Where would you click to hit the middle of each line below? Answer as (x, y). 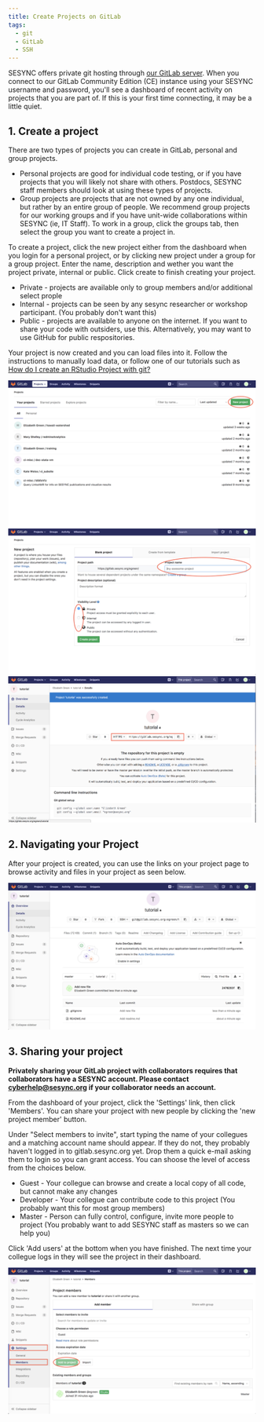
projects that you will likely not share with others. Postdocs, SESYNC (130, 181)
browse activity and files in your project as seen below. (97, 872)
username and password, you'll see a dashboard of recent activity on (121, 90)
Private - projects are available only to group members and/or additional (136, 287)
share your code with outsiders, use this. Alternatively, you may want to (135, 329)
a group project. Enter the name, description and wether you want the (121, 264)
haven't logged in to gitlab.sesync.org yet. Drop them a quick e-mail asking (130, 1151)
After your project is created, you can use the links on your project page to (129, 863)
